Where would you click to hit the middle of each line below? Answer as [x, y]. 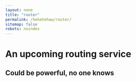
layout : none [19, 10]
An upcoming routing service [68, 54]
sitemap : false [21, 24]
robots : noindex [22, 29]
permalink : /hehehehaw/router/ [38, 19]
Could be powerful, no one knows [60, 73]
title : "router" [22, 15]
